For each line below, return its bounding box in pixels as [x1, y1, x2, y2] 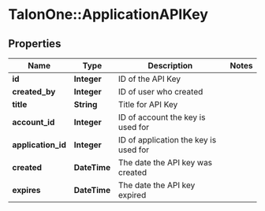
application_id [12, 139, 67, 150]
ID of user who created [118, 87, 203, 97]
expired [118, 190, 147, 200]
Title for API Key [118, 99, 178, 109]
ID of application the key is [118, 135, 217, 145]
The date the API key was [118, 157, 213, 168]
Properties [8, 37, 62, 50]
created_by [12, 87, 56, 97]
